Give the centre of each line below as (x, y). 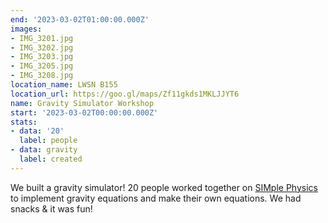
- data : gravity (44, 150)
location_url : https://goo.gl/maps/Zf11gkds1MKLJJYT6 (125, 94)
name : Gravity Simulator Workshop (82, 103)
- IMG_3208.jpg (42, 76)
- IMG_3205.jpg (42, 66)
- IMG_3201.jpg (42, 38)
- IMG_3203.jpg (42, 57)
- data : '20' (37, 131)
